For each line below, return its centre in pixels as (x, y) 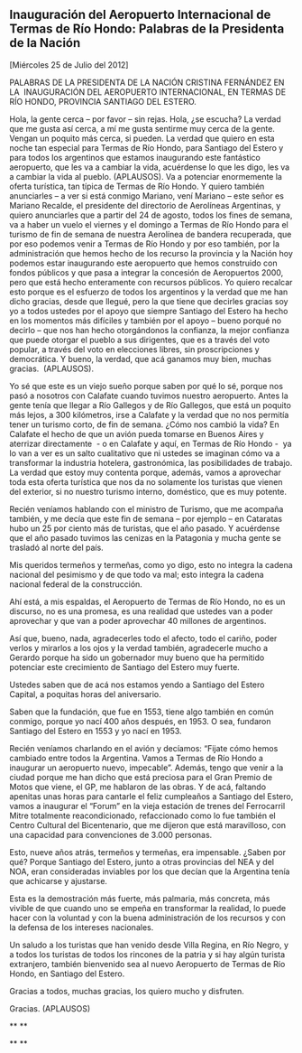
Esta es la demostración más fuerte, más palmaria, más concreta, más (140, 899)
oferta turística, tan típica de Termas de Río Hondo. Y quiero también (137, 186)
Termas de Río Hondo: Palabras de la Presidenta (147, 29)
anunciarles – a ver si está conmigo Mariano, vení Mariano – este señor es (146, 196)
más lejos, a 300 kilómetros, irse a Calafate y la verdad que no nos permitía (149, 415)
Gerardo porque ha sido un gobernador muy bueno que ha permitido (137, 657)
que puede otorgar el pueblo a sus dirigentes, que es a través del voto (140, 340)
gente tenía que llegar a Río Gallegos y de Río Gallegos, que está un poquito (150, 405)
